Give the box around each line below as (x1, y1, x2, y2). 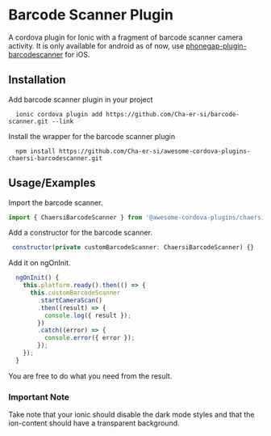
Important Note (8, 391, 70, 402)
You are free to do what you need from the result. (8, 370, 173, 381)
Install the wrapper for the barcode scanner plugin (8, 131, 176, 141)
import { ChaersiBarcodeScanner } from (8, 213, 143, 222)
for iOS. (65, 49, 90, 59)
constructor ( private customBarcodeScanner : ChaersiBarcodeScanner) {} (11, 243, 254, 252)
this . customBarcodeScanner (29, 289, 121, 297)
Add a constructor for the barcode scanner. (8, 228, 153, 238)
